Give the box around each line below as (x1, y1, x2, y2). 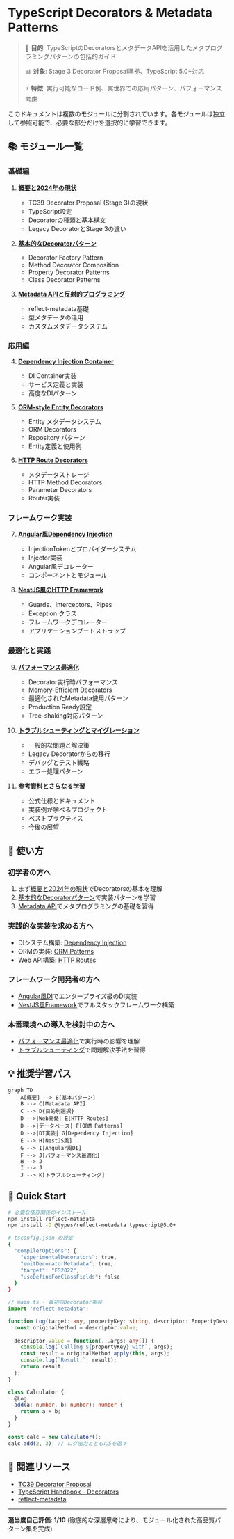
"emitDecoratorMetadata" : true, (20, 1260, 114, 1268)
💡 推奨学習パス (8, 1068, 72, 1080)
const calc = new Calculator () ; (8, 1433, 101, 1440)
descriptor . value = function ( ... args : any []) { (14, 1337, 155, 1344)
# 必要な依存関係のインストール (8, 1209, 87, 1216)
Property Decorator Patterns (28, 268, 110, 276)
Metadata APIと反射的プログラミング (17, 290, 126, 298)
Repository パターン (28, 433, 85, 441)
